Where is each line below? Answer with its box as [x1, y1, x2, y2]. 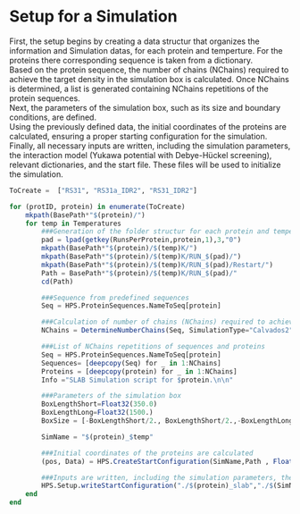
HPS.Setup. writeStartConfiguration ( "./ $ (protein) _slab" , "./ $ [41, 481, 274, 491]
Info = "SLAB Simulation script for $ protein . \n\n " [41, 375, 234, 384]
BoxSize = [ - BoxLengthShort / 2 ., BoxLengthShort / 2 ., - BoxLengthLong [41, 417, 294, 426]
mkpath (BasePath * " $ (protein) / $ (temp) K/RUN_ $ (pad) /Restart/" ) [41, 260, 274, 269]
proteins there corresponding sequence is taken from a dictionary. [9, 55, 253, 65]
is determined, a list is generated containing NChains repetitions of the [9, 83, 270, 94]
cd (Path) [41, 277, 74, 286]
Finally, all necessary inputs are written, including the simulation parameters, [9, 140, 291, 151]
